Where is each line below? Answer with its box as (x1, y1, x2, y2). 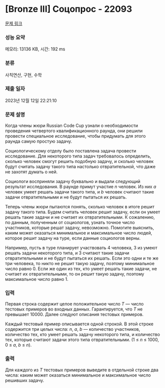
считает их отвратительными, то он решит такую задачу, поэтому (5, 271, 144, 277)
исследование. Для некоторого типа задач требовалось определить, (5, 153, 152, 159)
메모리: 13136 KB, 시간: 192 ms (5, 46, 66, 52)
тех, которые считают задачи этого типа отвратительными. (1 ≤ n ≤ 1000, (5, 337, 159, 343)
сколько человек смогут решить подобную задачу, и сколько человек (5, 158, 154, 164)
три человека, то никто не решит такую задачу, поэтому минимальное (5, 261, 155, 267)
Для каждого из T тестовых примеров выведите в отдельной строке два (5, 367, 159, 373)
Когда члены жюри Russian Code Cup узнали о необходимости (5, 122, 138, 129)
